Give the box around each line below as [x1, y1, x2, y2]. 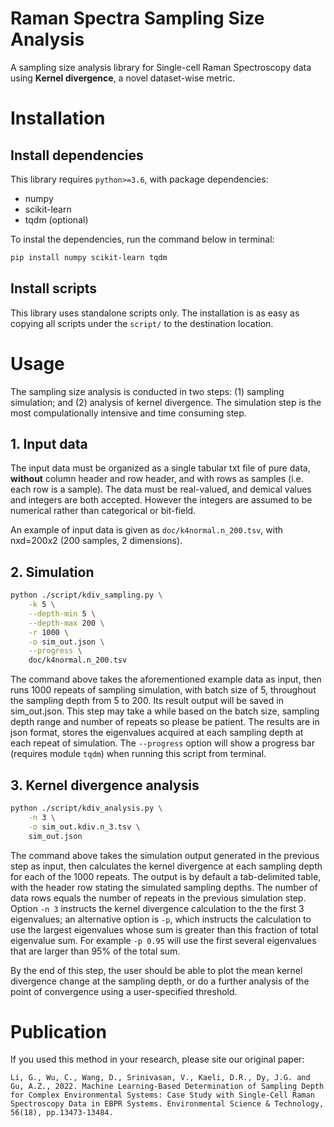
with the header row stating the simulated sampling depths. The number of [10, 881, 318, 893]
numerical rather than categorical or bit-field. [10, 505, 197, 517]
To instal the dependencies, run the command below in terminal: [10, 233, 275, 245]
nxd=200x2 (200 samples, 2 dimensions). [10, 535, 183, 547]
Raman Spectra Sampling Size [10, 7, 265, 30]
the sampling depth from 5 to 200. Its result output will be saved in [10, 695, 284, 707]
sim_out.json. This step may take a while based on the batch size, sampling [10, 705, 320, 717]
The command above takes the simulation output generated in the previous [10, 849, 320, 861]
